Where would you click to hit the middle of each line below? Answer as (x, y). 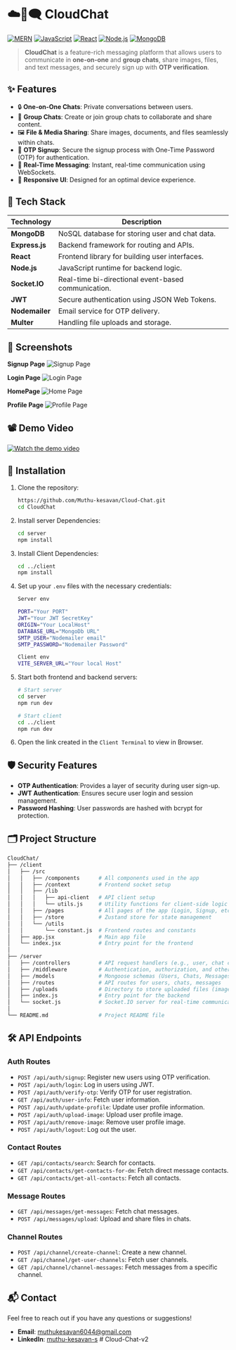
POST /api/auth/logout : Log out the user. (77, 1129)
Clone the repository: (48, 488)
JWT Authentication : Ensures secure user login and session (105, 794)
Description (142, 222)
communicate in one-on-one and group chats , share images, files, (122, 59)
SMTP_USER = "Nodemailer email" (62, 638)
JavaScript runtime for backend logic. (120, 267)
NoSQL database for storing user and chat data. (137, 234)
